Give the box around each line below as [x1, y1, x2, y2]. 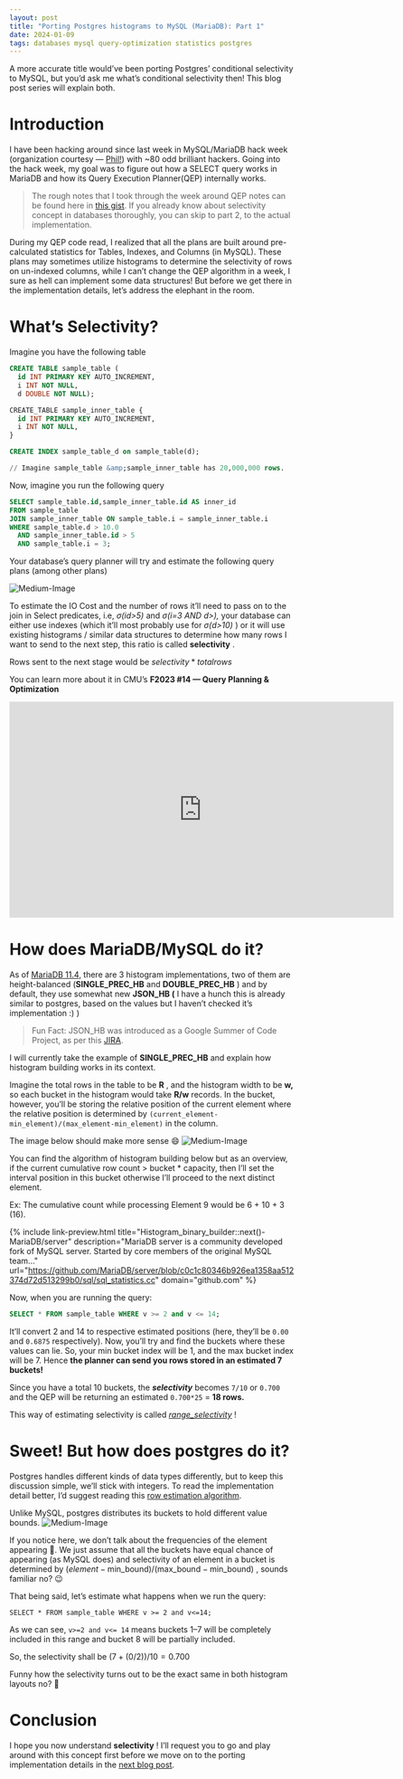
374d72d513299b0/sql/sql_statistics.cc [9, 1275, 155, 1286]
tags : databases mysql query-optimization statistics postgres [9, 38, 253, 48]
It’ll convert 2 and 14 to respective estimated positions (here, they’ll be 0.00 [9, 1326, 289, 1337]
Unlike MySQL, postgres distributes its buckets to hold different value [9, 1508, 268, 1518]
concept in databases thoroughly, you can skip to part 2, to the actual [31, 210, 291, 221]
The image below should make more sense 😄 [9, 1136, 180, 1146]
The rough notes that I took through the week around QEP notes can [31, 191, 286, 202]
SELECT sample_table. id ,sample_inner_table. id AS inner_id [9, 497, 237, 507]
